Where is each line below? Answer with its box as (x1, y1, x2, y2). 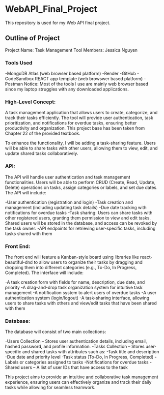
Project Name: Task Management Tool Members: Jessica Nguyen (5, 47, 137, 53)
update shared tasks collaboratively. (5, 151, 79, 156)
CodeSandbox (5, 76, 34, 82)
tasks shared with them (5, 230, 53, 237)
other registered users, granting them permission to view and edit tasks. (5, 215, 151, 221)
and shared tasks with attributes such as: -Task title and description (22, 349, 160, 355)
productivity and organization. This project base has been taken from (5, 125, 145, 131)
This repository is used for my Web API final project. (5, 20, 110, 26)
